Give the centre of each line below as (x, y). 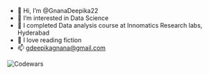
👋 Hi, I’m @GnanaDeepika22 (58, 11)
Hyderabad (33, 33)
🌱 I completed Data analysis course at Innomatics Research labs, (110, 25)
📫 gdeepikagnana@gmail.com (61, 48)
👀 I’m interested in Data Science (63, 18)
